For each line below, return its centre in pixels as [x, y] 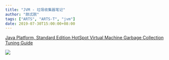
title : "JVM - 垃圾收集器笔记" [35, 10]
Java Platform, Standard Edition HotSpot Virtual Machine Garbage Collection [84, 38]
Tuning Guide [19, 43]
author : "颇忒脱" [22, 14]
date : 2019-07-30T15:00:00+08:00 [40, 24]
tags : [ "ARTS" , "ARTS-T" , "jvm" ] [40, 19]
